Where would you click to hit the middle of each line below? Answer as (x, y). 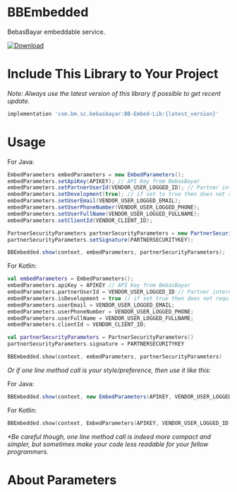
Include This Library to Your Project (113, 74)
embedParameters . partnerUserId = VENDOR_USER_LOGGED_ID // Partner (109, 292)
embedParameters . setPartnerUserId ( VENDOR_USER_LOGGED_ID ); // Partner (113, 187)
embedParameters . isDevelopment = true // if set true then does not (110, 298)
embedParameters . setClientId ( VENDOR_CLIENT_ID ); (80, 220)
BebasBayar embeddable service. (56, 32)
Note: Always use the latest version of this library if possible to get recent (114, 93)
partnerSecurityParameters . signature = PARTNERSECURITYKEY (96, 344)
